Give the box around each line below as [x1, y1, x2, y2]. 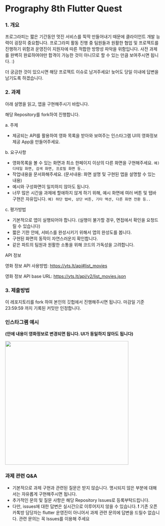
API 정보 [5, 252, 22, 258]
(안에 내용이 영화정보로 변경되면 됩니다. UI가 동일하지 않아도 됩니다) [5, 331, 134, 337]
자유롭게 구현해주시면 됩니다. [21, 491, 77, 497]
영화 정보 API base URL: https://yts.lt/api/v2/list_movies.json [5, 273, 127, 279]
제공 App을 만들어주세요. [12, 139, 61, 144]
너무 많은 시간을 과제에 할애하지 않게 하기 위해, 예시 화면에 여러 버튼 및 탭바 [12, 190, 157, 195]
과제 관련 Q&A [5, 473, 37, 479]
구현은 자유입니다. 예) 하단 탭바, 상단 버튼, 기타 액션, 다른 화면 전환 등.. [12, 196, 151, 202]
